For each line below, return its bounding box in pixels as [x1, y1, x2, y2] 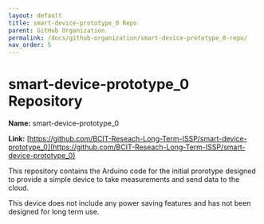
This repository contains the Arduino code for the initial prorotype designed [8, 166, 257, 176]
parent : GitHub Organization [8, 26, 105, 34]
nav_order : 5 [8, 41, 52, 49]
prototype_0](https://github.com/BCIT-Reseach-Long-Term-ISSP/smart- [8, 142, 246, 152]
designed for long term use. [8, 207, 100, 217]
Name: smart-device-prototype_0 [8, 118, 120, 128]
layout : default [8, 11, 62, 20]
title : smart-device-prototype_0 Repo [8, 19, 137, 27]
